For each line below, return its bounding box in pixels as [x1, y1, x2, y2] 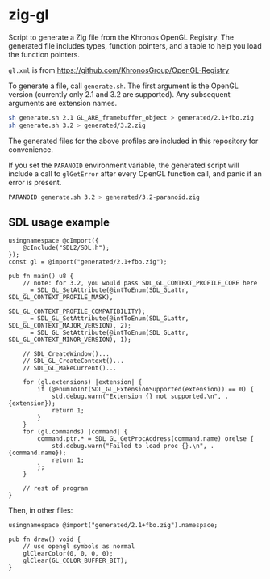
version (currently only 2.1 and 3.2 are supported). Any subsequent [8, 89, 231, 99]
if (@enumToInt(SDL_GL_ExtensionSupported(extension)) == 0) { [37, 386, 254, 394]
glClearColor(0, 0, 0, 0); [23, 550, 114, 558]
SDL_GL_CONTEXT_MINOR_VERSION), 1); [8, 336, 131, 344]
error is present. [8, 177, 62, 187]
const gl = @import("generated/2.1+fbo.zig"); [8, 258, 168, 266]
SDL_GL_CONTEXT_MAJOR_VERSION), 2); [8, 322, 131, 330]
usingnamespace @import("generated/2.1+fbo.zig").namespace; [8, 522, 218, 530]
